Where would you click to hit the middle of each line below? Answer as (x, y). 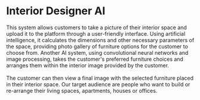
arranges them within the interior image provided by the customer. (87, 65)
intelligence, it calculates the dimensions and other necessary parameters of (100, 40)
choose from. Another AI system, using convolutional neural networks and (97, 52)
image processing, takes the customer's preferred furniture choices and (95, 59)
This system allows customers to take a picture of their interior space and (96, 27)
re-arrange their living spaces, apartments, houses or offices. (82, 90)
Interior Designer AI (56, 11)
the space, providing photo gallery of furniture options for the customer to (97, 46)
